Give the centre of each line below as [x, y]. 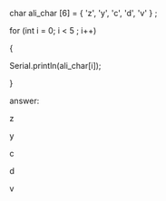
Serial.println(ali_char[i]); [55, 66]
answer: [24, 100]
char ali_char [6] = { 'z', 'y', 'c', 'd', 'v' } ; [83, 13]
